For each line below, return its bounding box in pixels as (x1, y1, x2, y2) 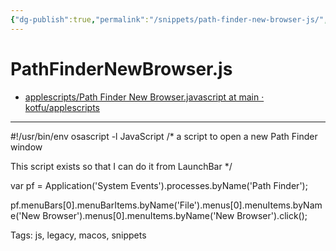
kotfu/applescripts (24, 101, 100, 113)
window (10, 141, 43, 153)
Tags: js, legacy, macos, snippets (10, 229, 147, 241)
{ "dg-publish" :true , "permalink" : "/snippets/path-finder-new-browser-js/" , (10, 14, 329, 25)
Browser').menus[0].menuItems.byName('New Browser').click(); (42, 209, 308, 221)
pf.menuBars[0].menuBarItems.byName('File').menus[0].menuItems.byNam (10, 199, 323, 211)
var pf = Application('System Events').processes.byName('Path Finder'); (10, 179, 308, 191)
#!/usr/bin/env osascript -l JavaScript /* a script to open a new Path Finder (10, 130, 318, 142)
